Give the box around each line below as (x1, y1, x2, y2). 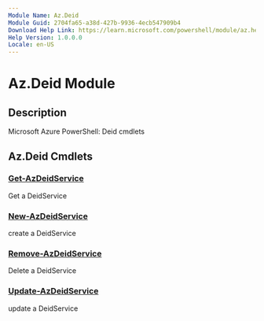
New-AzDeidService (8, 210, 88, 221)
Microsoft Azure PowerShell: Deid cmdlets (8, 127, 145, 136)
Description (8, 105, 67, 119)
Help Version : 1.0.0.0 (8, 33, 82, 42)
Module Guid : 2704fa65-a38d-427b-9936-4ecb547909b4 (8, 19, 181, 27)
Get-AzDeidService (8, 173, 84, 184)
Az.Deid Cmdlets (8, 149, 93, 163)
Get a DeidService (8, 190, 68, 201)
